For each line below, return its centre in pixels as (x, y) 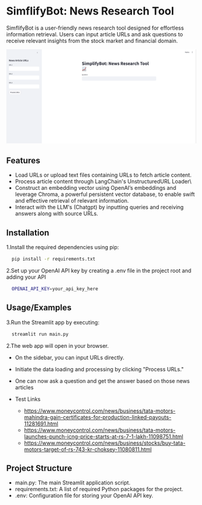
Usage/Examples (39, 308)
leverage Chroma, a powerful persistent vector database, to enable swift (105, 194)
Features (23, 161)
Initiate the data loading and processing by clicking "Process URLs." (99, 369)
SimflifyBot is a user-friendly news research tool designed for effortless (95, 28)
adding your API (26, 277)
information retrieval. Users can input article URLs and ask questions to (95, 34)
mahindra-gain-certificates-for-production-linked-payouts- (98, 417)
